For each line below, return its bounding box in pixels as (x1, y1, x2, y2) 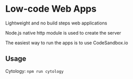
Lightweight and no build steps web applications (5, 20, 107, 26)
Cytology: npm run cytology (5, 68, 64, 74)
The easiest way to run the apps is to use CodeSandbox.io (5, 39, 128, 46)
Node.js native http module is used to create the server (5, 30, 121, 36)
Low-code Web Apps (5, 3, 97, 15)
